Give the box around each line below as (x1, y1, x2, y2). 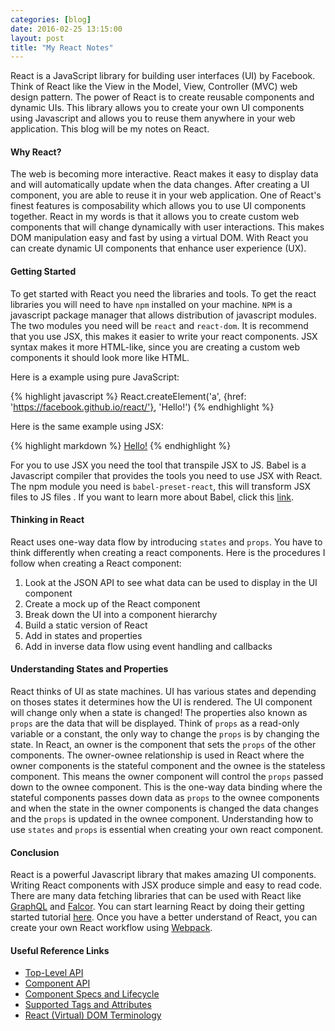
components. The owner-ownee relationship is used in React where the (10, 749, 305, 761)
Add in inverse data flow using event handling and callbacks (24, 640, 273, 652)
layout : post (10, 33, 65, 43)
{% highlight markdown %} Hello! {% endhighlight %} (10, 439, 232, 451)
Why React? (10, 146, 62, 158)
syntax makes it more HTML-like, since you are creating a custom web (10, 341, 301, 353)
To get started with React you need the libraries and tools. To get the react (10, 287, 317, 300)
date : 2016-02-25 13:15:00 (10, 24, 123, 34)
